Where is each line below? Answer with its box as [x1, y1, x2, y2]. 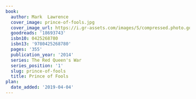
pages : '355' [11, 47, 43, 52]
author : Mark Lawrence [11, 14, 68, 20]
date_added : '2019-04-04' [11, 84, 74, 90]
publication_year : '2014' [11, 52, 74, 58]
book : [5, 8, 19, 15]
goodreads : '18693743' [11, 30, 66, 36]
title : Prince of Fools [11, 73, 68, 79]
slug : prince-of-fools [11, 68, 66, 74]
